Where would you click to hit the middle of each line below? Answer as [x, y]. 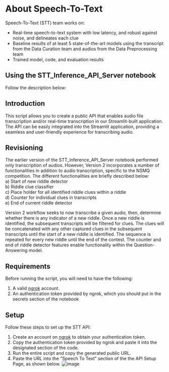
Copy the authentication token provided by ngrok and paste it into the [85, 342]
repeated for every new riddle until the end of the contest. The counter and [83, 240]
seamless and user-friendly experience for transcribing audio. [70, 132]
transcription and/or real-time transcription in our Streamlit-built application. [84, 121]
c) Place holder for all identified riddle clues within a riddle [66, 192]
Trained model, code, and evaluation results [58, 59]
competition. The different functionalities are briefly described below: [77, 176]
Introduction [25, 104]
